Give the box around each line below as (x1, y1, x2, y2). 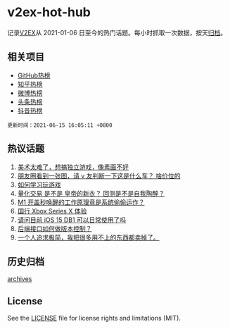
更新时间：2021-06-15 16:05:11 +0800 (7, 121, 113, 129)
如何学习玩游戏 (17, 180, 61, 189)
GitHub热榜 (17, 71, 51, 80)
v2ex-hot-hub (7, 4, 91, 20)
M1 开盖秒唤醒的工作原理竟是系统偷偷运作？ (17, 198, 146, 206)
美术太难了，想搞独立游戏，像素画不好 (17, 163, 129, 171)
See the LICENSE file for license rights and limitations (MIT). (7, 314, 181, 323)
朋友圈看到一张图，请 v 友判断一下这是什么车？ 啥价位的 (17, 171, 181, 180)
